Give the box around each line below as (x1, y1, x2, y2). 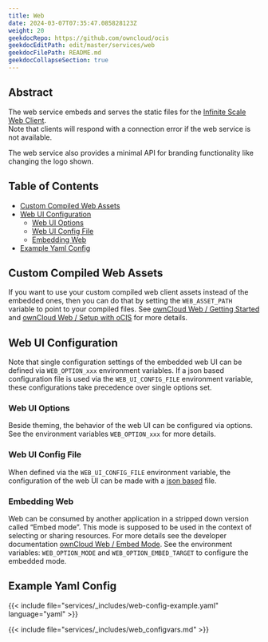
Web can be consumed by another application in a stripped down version (8, 514, 249, 524)
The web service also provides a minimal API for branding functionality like (8, 148, 254, 157)
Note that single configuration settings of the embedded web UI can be (8, 357, 242, 367)
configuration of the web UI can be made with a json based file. (8, 476, 217, 485)
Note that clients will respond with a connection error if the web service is (8, 124, 251, 133)
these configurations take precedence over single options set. (8, 382, 213, 392)
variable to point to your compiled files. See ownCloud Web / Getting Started (8, 304, 260, 314)
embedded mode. (8, 557, 67, 566)
